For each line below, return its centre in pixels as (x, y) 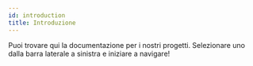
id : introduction (37, 15)
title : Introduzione (42, 23)
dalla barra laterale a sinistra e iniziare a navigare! (89, 53)
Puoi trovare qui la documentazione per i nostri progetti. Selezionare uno (127, 45)
